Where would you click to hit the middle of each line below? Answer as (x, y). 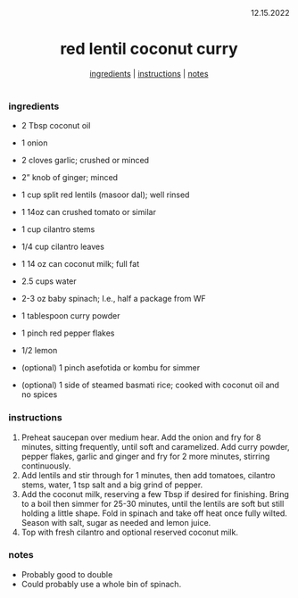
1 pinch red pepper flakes (68, 333)
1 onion (34, 143)
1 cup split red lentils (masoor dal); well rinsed (105, 195)
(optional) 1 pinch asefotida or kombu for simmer (111, 368)
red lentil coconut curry (149, 49)
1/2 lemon (39, 351)
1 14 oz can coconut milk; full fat (80, 264)
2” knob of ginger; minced (69, 178)
